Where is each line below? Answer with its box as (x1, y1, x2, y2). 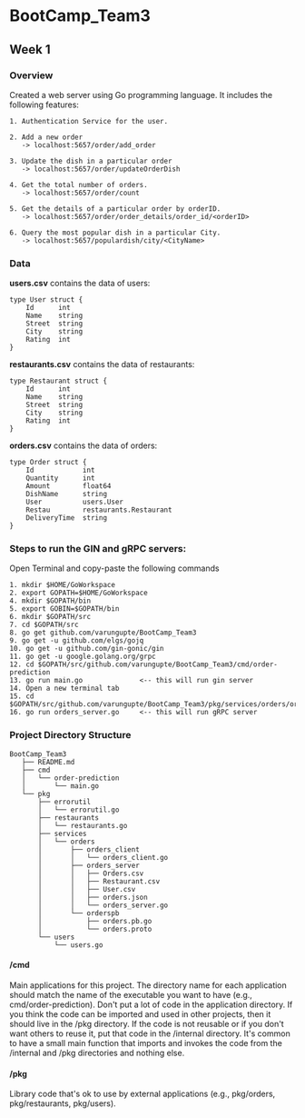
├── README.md (21, 757, 75, 766)
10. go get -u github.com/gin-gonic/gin (9, 644, 165, 654)
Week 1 (9, 42, 51, 57)
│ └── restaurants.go (37, 821, 128, 830)
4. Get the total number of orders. (9, 180, 148, 189)
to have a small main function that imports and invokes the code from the (9, 1037, 283, 1048)
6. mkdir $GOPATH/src (9, 613, 92, 622)
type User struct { (9, 295, 84, 304)
